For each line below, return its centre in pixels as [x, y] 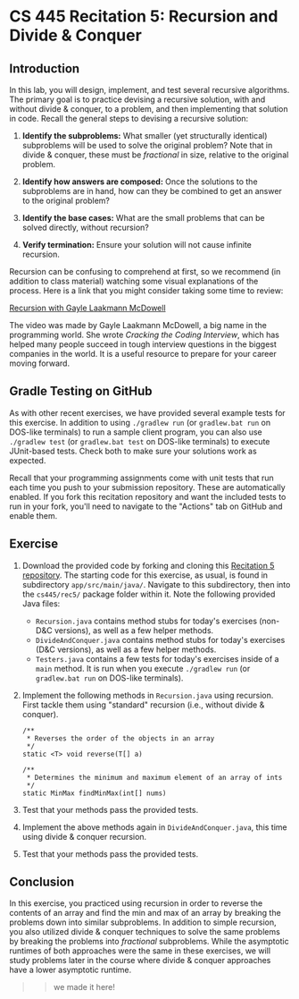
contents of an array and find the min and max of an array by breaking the [145, 913]
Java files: [41, 603]
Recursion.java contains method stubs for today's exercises [146, 621]
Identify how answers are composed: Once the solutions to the [140, 182]
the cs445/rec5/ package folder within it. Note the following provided [149, 594]
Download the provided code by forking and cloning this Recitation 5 [148, 565]
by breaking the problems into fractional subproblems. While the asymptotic [149, 942]
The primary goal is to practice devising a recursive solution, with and [137, 99]
